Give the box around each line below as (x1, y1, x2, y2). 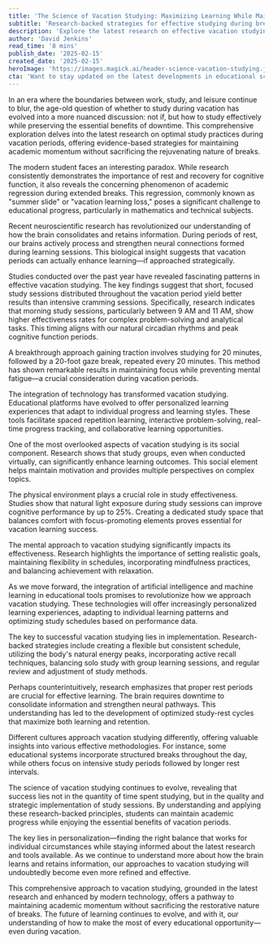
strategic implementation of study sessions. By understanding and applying (8, 799, 262, 809)
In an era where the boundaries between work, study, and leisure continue (8, 94, 258, 104)
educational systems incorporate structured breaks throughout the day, (8, 749, 248, 760)
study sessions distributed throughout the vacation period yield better (8, 288, 242, 298)
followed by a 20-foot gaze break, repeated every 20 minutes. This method (8, 356, 261, 366)
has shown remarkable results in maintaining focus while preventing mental (8, 365, 261, 375)
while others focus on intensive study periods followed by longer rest (8, 758, 240, 768)
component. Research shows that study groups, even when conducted (8, 448, 246, 457)
